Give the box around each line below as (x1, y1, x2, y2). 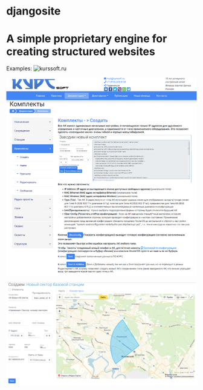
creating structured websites (6, 45, 155, 59)
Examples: (6, 65, 32, 72)
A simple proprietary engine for (6, 32, 167, 46)
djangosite (6, 4, 61, 18)
